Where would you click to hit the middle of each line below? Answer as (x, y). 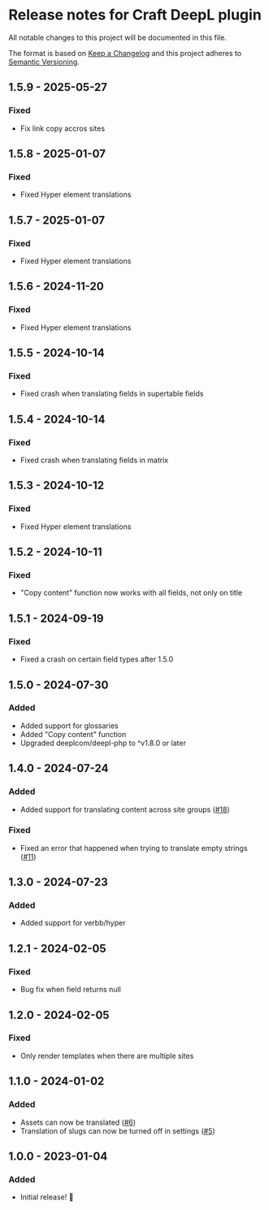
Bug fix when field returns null (71, 990)
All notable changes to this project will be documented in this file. (118, 37)
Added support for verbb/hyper (73, 923)
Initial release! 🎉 (47, 1197)
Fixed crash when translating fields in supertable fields (112, 394)
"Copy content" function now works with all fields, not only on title (131, 593)
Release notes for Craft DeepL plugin (135, 15)
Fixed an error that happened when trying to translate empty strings (134, 848)
